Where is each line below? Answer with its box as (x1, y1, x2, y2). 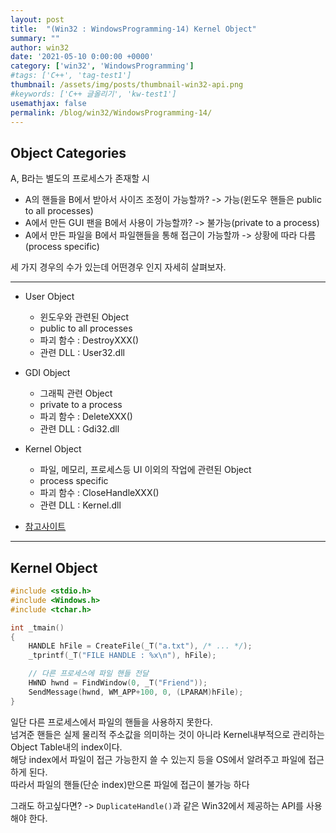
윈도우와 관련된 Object (39, 311, 130, 323)
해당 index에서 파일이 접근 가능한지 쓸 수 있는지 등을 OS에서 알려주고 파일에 (10, 753, 307, 765)
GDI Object (24, 367, 71, 379)
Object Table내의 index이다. (10, 741, 123, 753)
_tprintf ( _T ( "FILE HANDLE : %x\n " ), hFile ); (28, 651, 217, 661)
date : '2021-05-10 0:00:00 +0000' (10, 52, 155, 62)
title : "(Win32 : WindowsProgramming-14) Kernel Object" (10, 24, 257, 34)
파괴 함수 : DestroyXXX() (39, 334, 140, 346)
